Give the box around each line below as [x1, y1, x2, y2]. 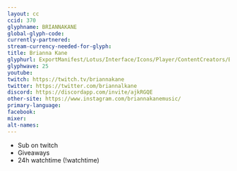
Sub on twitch [17, 141, 59, 149]
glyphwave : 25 [7, 63, 49, 70]
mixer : [7, 115, 27, 122]
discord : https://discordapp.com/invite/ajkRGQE [7, 89, 153, 96]
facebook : [7, 108, 37, 115]
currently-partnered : [7, 37, 71, 44]
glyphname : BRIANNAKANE [7, 23, 78, 30]
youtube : [7, 69, 33, 76]
